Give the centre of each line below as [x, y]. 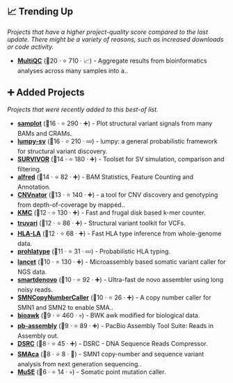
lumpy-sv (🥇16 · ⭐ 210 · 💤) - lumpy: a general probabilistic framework [117, 141]
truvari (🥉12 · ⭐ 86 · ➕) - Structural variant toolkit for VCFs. [101, 223]
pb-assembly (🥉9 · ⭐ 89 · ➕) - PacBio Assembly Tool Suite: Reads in [115, 325]
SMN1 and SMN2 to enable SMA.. [65, 307]
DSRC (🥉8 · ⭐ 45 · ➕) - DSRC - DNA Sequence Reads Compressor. [113, 343]
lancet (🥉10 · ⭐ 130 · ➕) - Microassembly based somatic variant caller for [121, 261]
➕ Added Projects [46, 93]
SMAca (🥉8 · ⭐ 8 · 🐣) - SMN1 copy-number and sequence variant [111, 354]
